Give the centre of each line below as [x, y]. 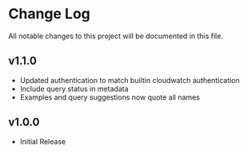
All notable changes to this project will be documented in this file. [116, 36]
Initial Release [43, 141]
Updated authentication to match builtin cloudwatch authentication [130, 80]
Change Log [49, 14]
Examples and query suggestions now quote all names [110, 97]
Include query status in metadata [74, 88]
